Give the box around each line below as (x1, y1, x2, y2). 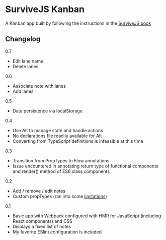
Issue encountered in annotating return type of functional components (12, 163, 158, 169)
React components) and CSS (12, 218, 73, 224)
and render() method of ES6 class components (12, 168, 110, 174)
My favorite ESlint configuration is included (12, 228, 102, 235)
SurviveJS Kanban (5, 4, 85, 15)
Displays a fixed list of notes (12, 223, 71, 229)
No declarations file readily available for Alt (12, 133, 102, 139)
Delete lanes (12, 63, 39, 69)
